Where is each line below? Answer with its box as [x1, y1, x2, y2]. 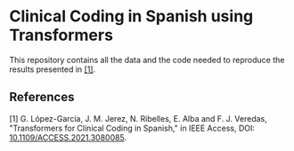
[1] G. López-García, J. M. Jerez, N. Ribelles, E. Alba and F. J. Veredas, [9, 113, 267, 123]
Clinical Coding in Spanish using [9, 6, 254, 27]
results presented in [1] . [9, 64, 96, 75]
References [9, 90, 75, 105]
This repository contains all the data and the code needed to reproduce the [9, 54, 285, 65]
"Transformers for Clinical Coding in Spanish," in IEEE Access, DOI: [9, 123, 256, 133]
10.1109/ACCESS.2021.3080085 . [9, 131, 127, 143]
